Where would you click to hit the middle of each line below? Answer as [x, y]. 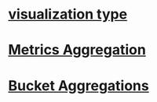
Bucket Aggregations [78, 85]
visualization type [68, 14]
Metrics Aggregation [77, 50]
